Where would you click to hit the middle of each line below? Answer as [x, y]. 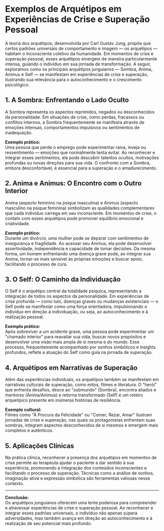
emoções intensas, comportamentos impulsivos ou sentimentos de [72, 127]
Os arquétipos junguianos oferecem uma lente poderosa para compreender [81, 503]
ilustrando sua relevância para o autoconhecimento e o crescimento [73, 80]
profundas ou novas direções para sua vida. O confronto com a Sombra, [78, 163]
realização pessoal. [25, 317]
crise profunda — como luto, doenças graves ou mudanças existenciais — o [82, 302]
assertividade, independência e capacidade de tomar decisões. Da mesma [80, 248]
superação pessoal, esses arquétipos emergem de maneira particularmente [81, 59]
